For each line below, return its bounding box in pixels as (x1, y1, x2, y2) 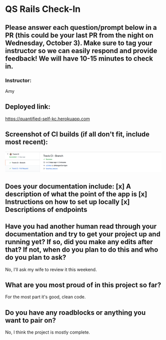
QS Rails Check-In (5, 3, 81, 15)
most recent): (5, 138, 48, 146)
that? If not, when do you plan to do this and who (5, 246, 159, 254)
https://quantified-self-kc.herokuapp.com (5, 116, 90, 122)
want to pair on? (5, 316, 56, 325)
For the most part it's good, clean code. (5, 294, 86, 300)
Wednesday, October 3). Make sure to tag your (5, 39, 153, 47)
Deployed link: (5, 103, 51, 111)
